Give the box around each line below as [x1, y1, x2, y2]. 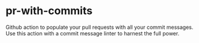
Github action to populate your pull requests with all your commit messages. [5, 24, 194, 31]
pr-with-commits [5, 4, 93, 18]
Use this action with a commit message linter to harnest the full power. [5, 29, 180, 37]
